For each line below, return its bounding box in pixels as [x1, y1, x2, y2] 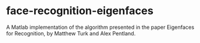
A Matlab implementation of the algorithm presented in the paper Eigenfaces [6, 24, 195, 31]
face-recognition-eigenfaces [6, 4, 154, 18]
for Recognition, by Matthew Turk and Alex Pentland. [6, 29, 136, 37]
